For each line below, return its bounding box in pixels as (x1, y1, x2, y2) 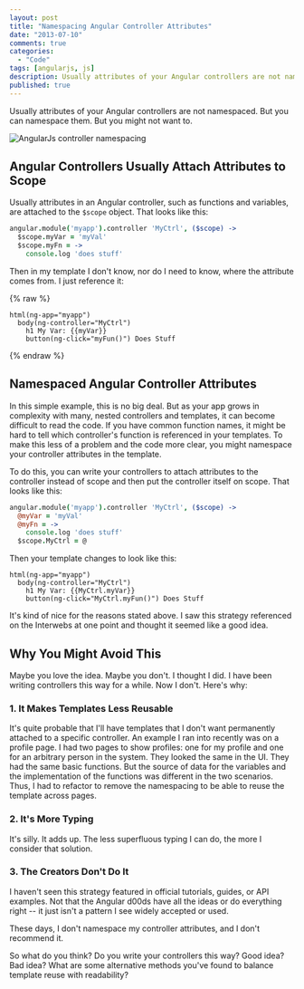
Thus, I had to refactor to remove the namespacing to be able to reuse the (9, 781, 285, 792)
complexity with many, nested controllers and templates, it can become (9, 409, 276, 421)
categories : (9, 47, 54, 56)
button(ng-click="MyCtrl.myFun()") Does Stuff (25, 594, 204, 603)
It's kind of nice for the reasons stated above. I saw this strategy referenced (9, 610, 292, 621)
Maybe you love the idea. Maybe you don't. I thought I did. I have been (9, 669, 272, 680)
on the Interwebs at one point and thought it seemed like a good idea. (9, 619, 269, 630)
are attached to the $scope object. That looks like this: (9, 206, 209, 217)
